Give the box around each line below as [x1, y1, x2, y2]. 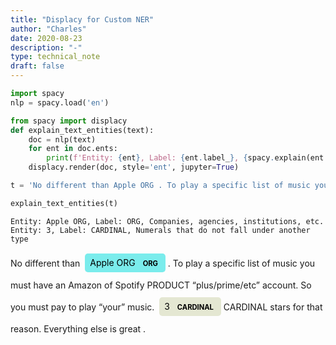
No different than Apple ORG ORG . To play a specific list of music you [10, 257, 316, 269]
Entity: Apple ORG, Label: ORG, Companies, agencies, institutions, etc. [10, 216, 325, 226]
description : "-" [10, 42, 83, 53]
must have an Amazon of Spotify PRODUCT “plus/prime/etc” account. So [10, 279, 312, 291]
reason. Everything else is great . [10, 322, 147, 335]
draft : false [10, 61, 65, 71]
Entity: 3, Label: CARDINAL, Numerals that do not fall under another [10, 225, 311, 235]
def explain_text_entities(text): [10, 125, 155, 135]
